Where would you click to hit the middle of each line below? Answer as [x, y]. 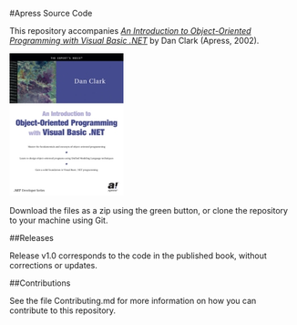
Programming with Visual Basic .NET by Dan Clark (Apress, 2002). [134, 41]
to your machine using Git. [59, 220]
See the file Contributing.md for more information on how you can [133, 301]
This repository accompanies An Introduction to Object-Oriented [131, 31]
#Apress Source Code [51, 13]
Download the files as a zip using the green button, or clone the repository [149, 210]
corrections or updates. [53, 265]
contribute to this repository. [63, 310]
